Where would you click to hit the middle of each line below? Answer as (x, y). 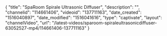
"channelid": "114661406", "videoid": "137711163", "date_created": (73, 12)
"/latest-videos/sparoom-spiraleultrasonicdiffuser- (105, 23)
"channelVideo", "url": (28, 23)
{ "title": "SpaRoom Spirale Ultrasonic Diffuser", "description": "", (72, 7)
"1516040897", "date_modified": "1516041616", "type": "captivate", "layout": (84, 18)
